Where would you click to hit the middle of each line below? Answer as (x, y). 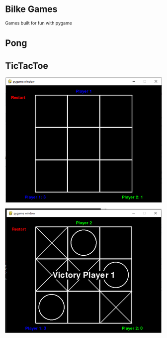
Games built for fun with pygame (39, 23)
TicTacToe (27, 66)
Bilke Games (31, 9)
